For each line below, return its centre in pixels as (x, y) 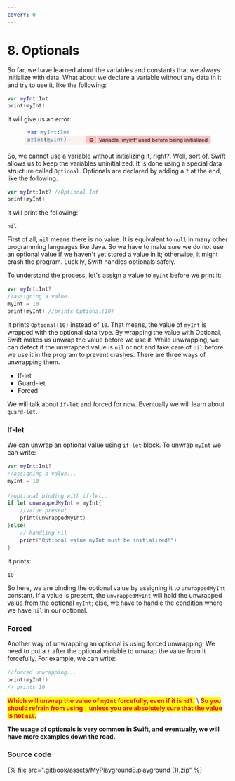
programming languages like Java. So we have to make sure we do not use (115, 247)
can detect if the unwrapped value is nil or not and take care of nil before (115, 347)
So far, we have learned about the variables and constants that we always (114, 69)
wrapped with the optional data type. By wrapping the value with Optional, (115, 332)
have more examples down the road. (61, 736)
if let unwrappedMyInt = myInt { (54, 503)
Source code (29, 754)
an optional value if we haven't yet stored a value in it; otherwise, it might (113, 254)
